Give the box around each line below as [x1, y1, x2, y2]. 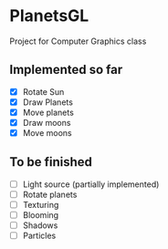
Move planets [22, 107, 75, 118]
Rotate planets [22, 189, 78, 200]
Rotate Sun [22, 86, 65, 97]
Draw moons [22, 117, 71, 128]
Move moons [22, 128, 72, 138]
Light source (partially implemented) [22, 179, 160, 190]
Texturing [22, 200, 59, 210]
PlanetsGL [9, 5, 89, 26]
